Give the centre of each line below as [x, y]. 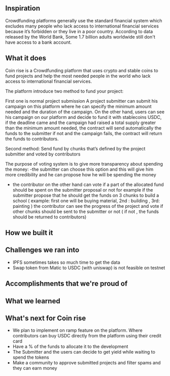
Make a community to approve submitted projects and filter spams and [87, 363]
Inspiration [23, 8]
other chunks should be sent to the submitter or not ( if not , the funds [86, 211]
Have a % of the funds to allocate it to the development [70, 347]
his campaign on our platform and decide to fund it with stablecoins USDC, [83, 117]
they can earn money [35, 368]
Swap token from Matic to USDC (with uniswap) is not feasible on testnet [89, 268]
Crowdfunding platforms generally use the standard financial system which [84, 20]
